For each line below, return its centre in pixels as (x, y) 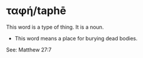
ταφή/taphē (36, 11)
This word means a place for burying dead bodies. (76, 38)
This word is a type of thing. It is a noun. (55, 27)
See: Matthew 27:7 (29, 50)
